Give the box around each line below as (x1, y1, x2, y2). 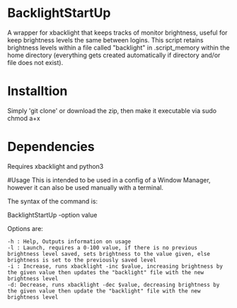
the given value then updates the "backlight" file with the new (7, 268, 204, 276)
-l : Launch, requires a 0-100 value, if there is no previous (7, 244, 198, 251)
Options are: (7, 224, 44, 232)
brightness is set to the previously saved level (7, 256, 157, 263)
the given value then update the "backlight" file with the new (7, 288, 201, 295)
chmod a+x (7, 114, 40, 122)
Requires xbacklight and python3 (7, 162, 104, 170)
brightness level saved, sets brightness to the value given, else (7, 250, 211, 257)
